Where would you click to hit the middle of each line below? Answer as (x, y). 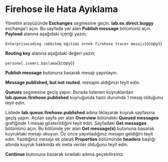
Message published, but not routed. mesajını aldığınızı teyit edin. (73, 82)
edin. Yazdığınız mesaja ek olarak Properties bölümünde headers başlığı (80, 139)
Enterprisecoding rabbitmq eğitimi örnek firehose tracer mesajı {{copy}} (84, 43)
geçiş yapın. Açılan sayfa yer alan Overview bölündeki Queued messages (82, 118)
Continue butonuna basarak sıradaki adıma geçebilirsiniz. (65, 154)
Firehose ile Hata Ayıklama (62, 9)
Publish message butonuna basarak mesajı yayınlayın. (61, 72)
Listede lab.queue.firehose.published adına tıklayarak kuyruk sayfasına (80, 112)
